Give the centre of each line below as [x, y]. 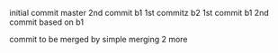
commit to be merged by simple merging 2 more [99, 39]
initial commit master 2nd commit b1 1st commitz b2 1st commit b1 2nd [139, 13]
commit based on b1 [46, 22]
